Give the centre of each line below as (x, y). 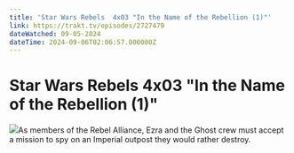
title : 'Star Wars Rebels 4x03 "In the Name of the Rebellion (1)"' (141, 17)
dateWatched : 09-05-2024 (55, 34)
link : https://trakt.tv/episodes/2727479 (87, 26)
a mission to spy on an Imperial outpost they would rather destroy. (130, 140)
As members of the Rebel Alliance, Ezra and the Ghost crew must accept (151, 130)
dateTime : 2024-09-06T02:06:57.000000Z (83, 42)
